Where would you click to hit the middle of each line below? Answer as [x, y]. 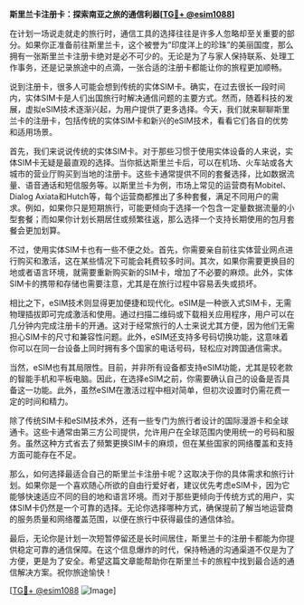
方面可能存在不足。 [45, 455]
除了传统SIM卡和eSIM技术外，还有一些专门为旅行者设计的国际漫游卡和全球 [149, 421]
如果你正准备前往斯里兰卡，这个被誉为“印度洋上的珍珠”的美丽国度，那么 [159, 45]
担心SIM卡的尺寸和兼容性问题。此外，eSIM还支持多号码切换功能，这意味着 [149, 337]
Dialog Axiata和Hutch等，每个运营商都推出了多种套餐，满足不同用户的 [140, 197]
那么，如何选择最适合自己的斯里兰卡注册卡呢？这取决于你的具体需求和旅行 [148, 474]
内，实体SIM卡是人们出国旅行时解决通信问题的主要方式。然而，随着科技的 [147, 98]
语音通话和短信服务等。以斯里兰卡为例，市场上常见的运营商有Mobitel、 [158, 185]
